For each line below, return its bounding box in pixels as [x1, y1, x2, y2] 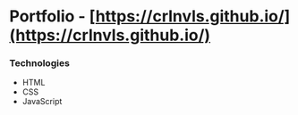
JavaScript [21, 96, 63, 107]
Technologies [9, 57, 70, 70]
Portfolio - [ [9, 6, 96, 27]
